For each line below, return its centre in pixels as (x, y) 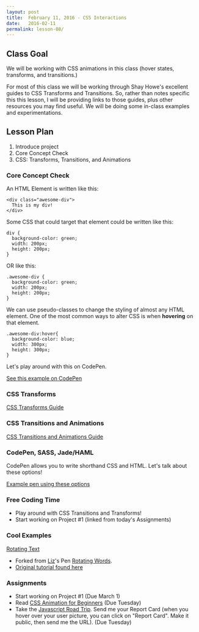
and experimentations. (34, 113)
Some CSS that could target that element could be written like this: (90, 222)
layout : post (23, 12)
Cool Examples (29, 536)
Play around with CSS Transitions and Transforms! (78, 513)
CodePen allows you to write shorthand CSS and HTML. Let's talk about (97, 466)
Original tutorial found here (49, 567)
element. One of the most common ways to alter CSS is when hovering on (100, 316)
